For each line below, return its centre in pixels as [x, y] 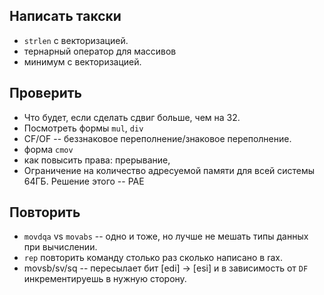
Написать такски [65, 16]
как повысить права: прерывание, [97, 160]
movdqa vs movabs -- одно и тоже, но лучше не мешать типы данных [166, 236]
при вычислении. [60, 247]
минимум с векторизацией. [82, 61]
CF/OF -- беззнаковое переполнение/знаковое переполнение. [157, 138]
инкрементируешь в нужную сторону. [105, 279]
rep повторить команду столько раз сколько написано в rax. [153, 258]
